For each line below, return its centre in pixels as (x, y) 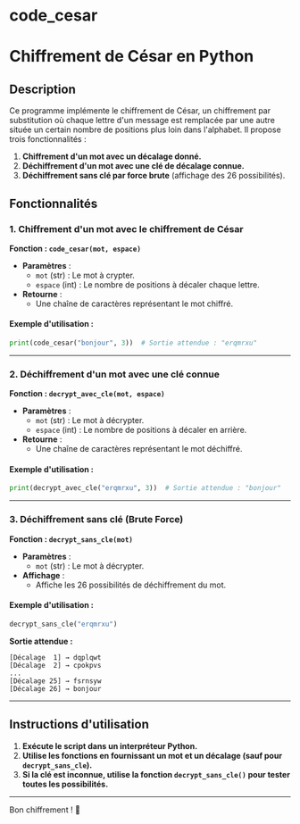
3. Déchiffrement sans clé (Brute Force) (96, 520)
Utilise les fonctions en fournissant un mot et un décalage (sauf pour (152, 755)
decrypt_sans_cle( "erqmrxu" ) (63, 624)
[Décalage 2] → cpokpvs (55, 665)
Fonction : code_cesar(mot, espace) (75, 248)
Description (42, 89)
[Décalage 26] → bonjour (55, 688)
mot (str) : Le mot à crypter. (85, 275)
